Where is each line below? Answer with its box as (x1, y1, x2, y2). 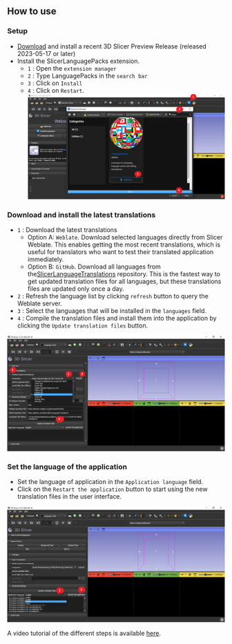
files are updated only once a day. (27, 285, 124, 293)
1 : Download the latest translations (17, 226, 117, 234)
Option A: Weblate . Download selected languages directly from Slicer (27, 233, 223, 242)
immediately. (27, 256, 64, 264)
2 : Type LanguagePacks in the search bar (27, 71, 148, 80)
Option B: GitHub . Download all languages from (27, 262, 161, 271)
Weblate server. (17, 299, 62, 307)
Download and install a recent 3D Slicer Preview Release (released (17, 42, 207, 51)
